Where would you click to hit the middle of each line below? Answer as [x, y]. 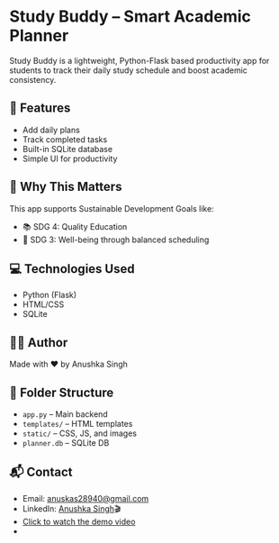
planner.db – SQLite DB [66, 443]
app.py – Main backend [65, 414]
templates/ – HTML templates [77, 424]
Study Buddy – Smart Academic [130, 17]
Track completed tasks [65, 139]
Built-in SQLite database [67, 149]
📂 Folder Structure [62, 392]
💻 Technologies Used [72, 269]
